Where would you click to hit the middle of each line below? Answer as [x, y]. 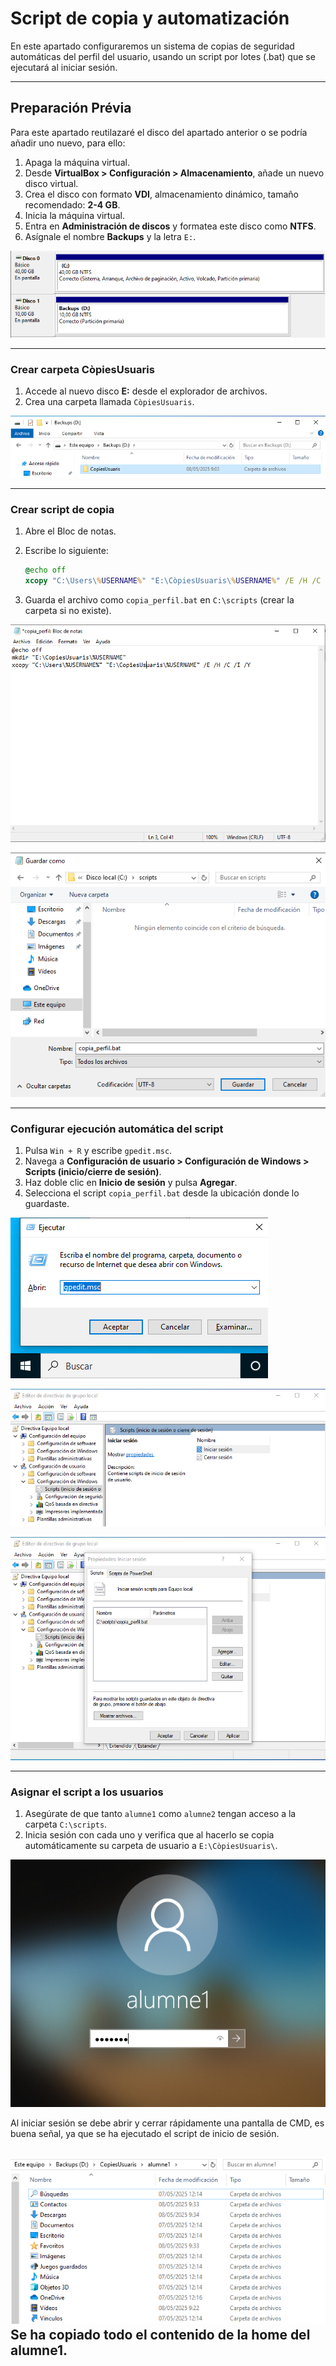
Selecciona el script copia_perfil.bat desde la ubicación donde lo [162, 1193]
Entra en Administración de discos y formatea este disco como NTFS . [170, 226]
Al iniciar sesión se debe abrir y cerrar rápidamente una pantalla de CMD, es [167, 2123]
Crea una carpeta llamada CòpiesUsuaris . [109, 401]
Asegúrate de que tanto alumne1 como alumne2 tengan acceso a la [160, 1814]
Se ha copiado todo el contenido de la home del [160, 2334]
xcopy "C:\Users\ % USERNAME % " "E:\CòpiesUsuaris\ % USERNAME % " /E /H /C [173, 580]
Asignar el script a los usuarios [87, 1792]
